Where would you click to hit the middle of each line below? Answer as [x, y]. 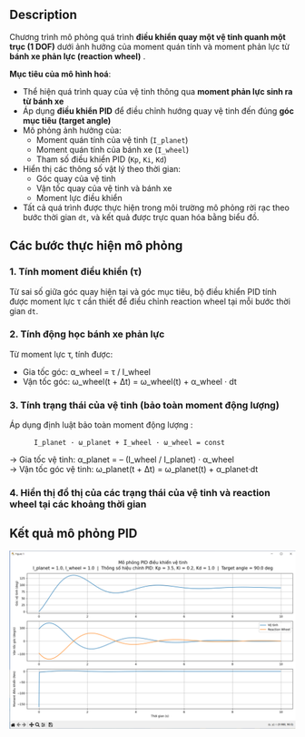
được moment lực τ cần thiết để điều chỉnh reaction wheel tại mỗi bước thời [150, 301]
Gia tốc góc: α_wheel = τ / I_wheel [87, 371]
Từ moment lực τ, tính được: [61, 354]
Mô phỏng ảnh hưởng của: [72, 130]
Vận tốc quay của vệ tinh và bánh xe [104, 188]
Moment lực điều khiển [79, 197]
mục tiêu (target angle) [67, 120]
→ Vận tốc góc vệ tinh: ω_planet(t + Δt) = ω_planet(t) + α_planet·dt [134, 469]
